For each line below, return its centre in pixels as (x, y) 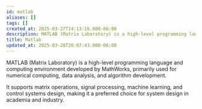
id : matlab (20, 12)
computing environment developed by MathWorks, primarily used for (92, 69)
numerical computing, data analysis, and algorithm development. (87, 75)
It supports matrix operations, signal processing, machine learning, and (94, 87)
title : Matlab (24, 40)
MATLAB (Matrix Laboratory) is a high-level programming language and (95, 62)
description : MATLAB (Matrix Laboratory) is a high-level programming (96, 34)
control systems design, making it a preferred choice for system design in (97, 93)
